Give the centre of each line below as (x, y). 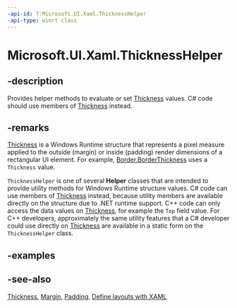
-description (35, 81)
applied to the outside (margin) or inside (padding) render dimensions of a (115, 152)
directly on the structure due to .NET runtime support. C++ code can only (114, 203)
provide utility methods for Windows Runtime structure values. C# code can (117, 188)
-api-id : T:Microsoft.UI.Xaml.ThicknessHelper (77, 14)
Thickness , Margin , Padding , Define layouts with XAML (87, 296)
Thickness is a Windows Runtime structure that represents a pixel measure (116, 144)
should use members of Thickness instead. (70, 106)
